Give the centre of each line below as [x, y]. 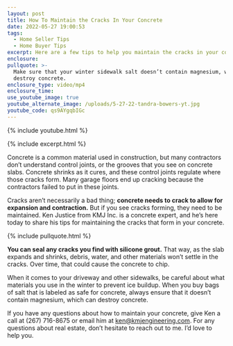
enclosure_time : [31, 91]
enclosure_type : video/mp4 [46, 85]
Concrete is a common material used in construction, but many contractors [114, 157]
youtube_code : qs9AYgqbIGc [46, 110]
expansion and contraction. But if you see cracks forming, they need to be [115, 207]
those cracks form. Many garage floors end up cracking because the [105, 179]
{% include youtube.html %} [48, 130]
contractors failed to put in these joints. [63, 187]
